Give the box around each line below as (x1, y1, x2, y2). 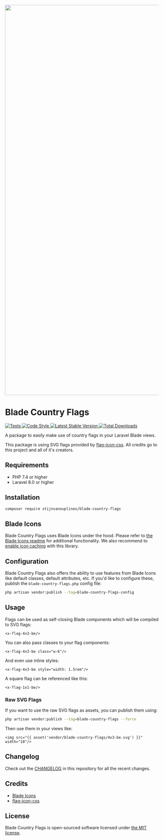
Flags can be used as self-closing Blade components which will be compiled (5, 616, 159, 622)
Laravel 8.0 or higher (12, 479, 54, 485)
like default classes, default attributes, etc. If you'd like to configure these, (5, 576, 154, 581)
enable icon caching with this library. (5, 543, 79, 549)
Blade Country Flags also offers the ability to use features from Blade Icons (5, 570, 156, 576)
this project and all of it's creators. (5, 447, 74, 453)
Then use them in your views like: (5, 725, 73, 731)
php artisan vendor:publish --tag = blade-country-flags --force (5, 717, 137, 722)
